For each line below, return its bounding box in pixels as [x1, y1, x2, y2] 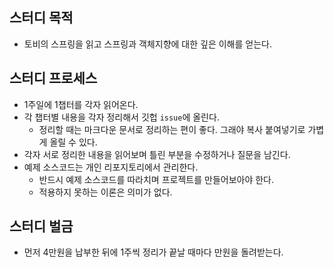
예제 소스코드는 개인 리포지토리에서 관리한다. [23, 161, 199, 173]
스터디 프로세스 [9, 70, 98, 87]
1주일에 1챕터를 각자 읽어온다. [23, 98, 139, 110]
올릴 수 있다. [49, 136, 98, 148]
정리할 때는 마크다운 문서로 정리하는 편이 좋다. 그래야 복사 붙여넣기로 [38, 123, 306, 135]
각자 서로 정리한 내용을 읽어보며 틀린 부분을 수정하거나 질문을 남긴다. [23, 148, 291, 160]
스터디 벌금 [9, 218, 74, 235]
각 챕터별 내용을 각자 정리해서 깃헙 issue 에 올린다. [23, 111, 220, 123]
